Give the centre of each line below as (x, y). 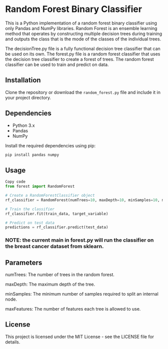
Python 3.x (23, 125)
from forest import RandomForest (40, 186)
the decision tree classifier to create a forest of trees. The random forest (79, 59)
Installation (23, 80)
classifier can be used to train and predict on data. (57, 64)
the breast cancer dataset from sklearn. (54, 247)
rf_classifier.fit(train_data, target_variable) (57, 214)
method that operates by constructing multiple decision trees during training (84, 33)
